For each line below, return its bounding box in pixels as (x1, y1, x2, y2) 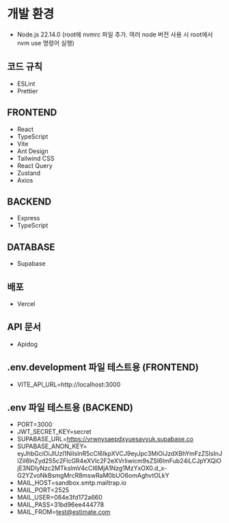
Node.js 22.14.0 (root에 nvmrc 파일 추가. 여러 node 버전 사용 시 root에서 (16, 30, 213, 38)
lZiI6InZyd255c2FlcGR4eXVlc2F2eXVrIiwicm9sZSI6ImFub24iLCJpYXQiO (16, 457, 222, 465)
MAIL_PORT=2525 (16, 486, 70, 494)
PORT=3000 (16, 420, 53, 429)
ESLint (16, 80, 36, 88)
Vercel (16, 300, 36, 307)
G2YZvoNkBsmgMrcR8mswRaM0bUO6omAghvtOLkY (16, 472, 170, 480)
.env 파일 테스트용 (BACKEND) (7, 402, 133, 414)
